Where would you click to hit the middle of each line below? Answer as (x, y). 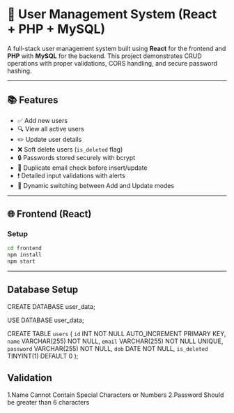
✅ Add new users (42, 120)
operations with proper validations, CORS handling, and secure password (112, 63)
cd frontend (24, 248)
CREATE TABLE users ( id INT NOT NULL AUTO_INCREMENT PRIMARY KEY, (117, 333)
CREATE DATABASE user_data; (51, 306)
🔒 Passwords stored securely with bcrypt (76, 157)
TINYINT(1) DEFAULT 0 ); (43, 356)
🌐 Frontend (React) (49, 214)
